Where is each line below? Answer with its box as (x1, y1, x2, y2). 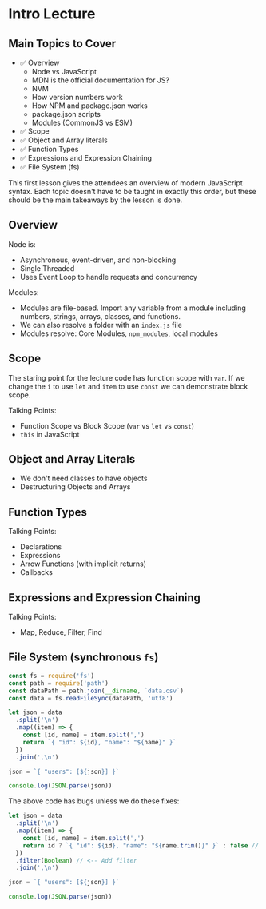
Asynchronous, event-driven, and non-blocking (19, 255, 177, 265)
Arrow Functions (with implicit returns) (19, 559, 146, 568)
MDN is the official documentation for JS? (31, 75, 170, 85)
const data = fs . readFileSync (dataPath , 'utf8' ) (8, 694, 173, 702)
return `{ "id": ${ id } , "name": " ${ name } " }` (22, 738, 177, 746)
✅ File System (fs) (19, 162, 80, 172)
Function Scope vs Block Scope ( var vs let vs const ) (19, 421, 194, 430)
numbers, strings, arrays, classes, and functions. (19, 311, 181, 321)
